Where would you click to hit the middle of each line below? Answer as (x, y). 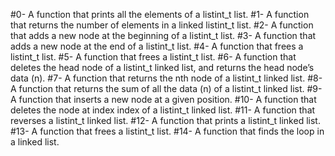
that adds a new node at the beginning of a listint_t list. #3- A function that (163, 35)
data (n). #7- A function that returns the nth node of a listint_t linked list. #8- (166, 78)
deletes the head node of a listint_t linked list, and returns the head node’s (162, 67)
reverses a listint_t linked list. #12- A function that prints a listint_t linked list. (165, 120)
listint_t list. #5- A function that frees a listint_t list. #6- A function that (153, 57)
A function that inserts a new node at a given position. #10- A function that (163, 99)
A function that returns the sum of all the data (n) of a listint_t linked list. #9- (166, 88)
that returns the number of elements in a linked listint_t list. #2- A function (162, 25)
